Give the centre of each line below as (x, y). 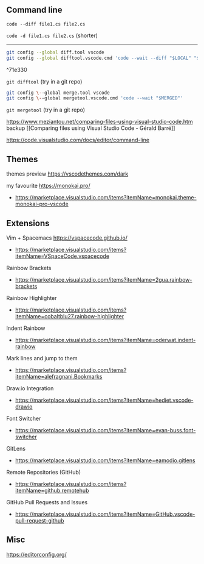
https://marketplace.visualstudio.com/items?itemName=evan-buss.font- (105, 430)
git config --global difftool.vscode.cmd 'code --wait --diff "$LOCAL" (99, 58)
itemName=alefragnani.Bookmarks (59, 376)
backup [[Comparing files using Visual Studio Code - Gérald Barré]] (91, 128)
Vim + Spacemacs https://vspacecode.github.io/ (67, 238)
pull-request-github (39, 520)
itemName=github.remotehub (52, 490)
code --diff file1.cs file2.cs (46, 24)
